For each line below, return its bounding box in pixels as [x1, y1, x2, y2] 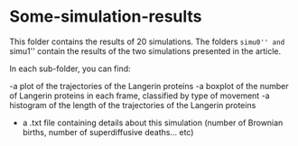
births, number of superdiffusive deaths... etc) [22, 126, 194, 137]
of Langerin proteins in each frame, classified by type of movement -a [9, 90, 270, 101]
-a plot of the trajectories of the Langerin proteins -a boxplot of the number [9, 80, 289, 91]
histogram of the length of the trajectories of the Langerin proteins [9, 99, 256, 110]
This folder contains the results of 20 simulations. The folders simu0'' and [9, 36, 285, 47]
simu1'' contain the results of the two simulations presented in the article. [9, 45, 282, 56]
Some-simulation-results [9, 6, 202, 27]
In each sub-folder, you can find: [9, 63, 131, 74]
